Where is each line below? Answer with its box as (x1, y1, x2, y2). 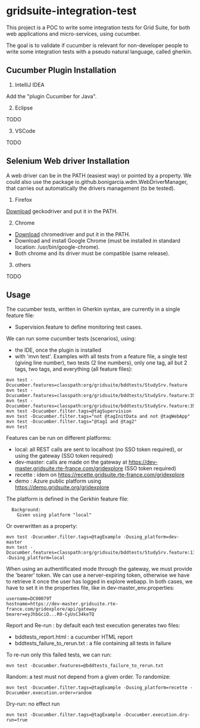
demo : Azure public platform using (14, 477, 101, 485)
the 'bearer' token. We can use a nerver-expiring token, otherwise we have (6, 571, 190, 579)
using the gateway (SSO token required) (14, 452, 113, 460)
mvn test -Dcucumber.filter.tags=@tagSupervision (6, 408, 132, 414)
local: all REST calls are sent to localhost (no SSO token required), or (14, 446, 183, 453)
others (14, 261, 31, 268)
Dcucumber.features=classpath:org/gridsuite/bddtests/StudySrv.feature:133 (6, 549, 198, 556)
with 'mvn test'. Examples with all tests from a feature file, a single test (14, 353, 187, 360)
